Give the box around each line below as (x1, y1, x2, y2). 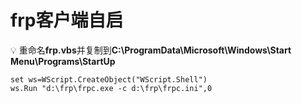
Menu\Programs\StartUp (10, 55, 116, 67)
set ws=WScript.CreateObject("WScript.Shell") (10, 74, 208, 85)
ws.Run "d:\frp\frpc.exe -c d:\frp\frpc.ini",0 (10, 83, 213, 93)
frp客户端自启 (10, 9, 124, 32)
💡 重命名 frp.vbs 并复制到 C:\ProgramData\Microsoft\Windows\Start (10, 44, 292, 56)
